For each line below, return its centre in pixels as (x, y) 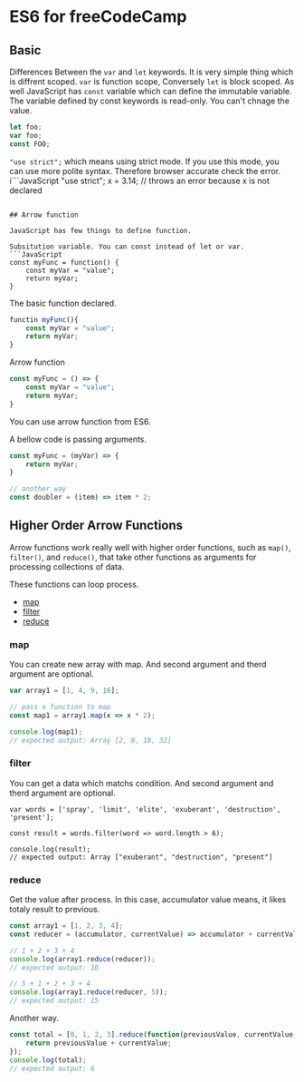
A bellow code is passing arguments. (78, 439)
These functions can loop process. (74, 584)
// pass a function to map (60, 707)
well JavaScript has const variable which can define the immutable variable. (151, 91)
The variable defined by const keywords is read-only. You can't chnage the (149, 101)
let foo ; (26, 127)
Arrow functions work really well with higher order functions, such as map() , (150, 547)
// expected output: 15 (54, 1001)
